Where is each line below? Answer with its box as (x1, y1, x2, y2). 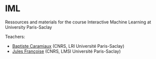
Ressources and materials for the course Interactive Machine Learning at (5, 19, 151, 25)
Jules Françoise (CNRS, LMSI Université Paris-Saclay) (12, 48, 121, 54)
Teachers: (5, 34, 25, 39)
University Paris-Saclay (5, 24, 52, 30)
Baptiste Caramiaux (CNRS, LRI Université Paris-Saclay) (12, 43, 125, 49)
